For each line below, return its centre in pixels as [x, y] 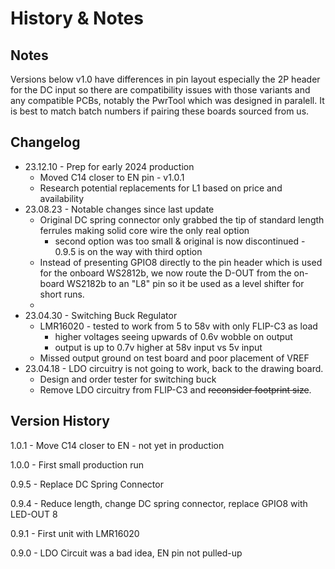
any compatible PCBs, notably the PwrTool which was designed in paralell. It [167, 100]
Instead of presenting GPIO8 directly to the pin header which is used [181, 262]
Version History [60, 421]
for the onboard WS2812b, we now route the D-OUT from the [165, 273]
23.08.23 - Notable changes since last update [119, 209]
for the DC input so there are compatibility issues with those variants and [160, 90]
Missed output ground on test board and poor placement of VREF [174, 358]
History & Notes [77, 18]
